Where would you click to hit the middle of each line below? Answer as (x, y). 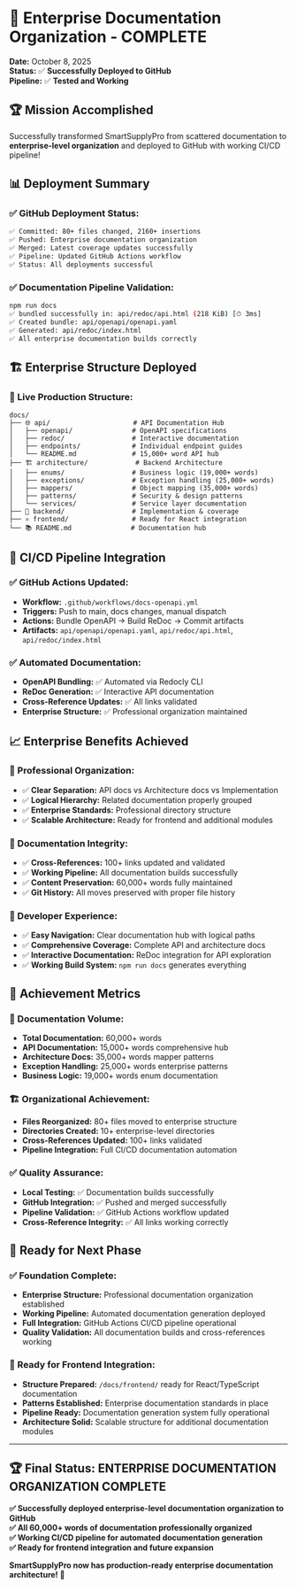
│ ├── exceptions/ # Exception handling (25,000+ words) (142, 481)
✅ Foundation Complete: (63, 1276)
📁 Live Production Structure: (71, 397)
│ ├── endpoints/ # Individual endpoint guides (126, 446)
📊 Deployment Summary (80, 184)
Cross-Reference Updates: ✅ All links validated (109, 702)
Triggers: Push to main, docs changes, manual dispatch (124, 611)
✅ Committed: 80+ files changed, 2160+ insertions (105, 232)
